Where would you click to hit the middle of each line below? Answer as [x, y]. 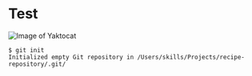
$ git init [26, 50]
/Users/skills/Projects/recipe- [191, 57]
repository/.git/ [37, 64]
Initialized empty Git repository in [71, 57]
